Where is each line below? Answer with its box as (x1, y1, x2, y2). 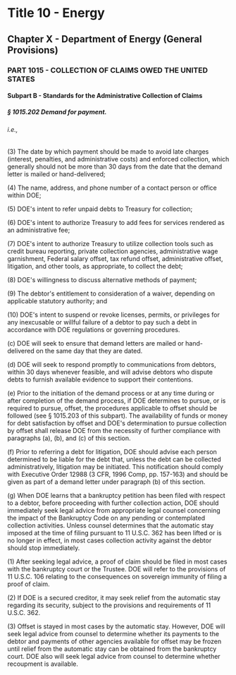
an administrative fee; (7, 226, 70, 234)
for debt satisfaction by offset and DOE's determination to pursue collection (7, 418, 227, 427)
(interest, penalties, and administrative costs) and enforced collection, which (7, 154, 230, 163)
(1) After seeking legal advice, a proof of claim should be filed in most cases (7, 557, 228, 566)
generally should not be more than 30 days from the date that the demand (7, 162, 223, 171)
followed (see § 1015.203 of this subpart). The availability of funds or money (7, 411, 228, 420)
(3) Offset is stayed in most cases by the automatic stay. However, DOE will (7, 622, 225, 631)
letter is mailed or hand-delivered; (7, 169, 106, 178)
